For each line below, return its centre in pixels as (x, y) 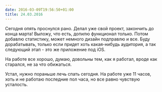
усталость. (17, 84)
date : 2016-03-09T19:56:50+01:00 (40, 10)
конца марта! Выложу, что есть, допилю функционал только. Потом (77, 34)
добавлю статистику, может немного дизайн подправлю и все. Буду (78, 39)
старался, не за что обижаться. (39, 64)
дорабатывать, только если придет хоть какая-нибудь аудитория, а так (81, 44)
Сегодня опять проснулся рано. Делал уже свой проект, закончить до (80, 28)
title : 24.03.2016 (24, 14)
